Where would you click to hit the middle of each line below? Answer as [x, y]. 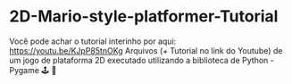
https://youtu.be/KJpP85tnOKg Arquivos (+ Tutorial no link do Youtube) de [146, 50]
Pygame [25, 70]
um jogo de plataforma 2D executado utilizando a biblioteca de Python [139, 60]
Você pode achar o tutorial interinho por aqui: [93, 41]
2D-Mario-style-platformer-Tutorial [144, 17]
